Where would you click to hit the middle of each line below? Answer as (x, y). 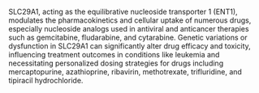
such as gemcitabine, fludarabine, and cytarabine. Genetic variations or (128, 37)
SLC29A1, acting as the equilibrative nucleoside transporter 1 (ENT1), (123, 12)
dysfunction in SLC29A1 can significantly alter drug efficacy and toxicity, (130, 46)
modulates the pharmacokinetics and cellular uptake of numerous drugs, (130, 20)
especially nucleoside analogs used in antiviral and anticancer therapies (129, 29)
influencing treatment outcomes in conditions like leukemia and (114, 55)
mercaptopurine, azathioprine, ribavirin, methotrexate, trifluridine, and (125, 72)
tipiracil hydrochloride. (46, 80)
